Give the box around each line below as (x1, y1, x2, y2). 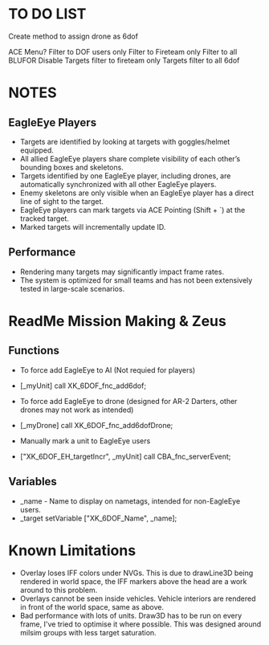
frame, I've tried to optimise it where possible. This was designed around (19, 619, 262, 629)
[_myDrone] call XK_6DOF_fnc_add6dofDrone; (19, 420, 173, 430)
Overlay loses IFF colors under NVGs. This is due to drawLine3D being (19, 568, 254, 578)
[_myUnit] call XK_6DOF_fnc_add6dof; (19, 381, 147, 390)
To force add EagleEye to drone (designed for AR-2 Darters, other (19, 396, 238, 406)
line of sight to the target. (19, 196, 104, 206)
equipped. (19, 145, 55, 155)
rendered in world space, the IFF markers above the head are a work (19, 576, 247, 586)
